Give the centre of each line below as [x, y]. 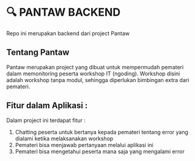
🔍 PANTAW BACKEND [63, 12]
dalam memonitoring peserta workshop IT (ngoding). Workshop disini [93, 74]
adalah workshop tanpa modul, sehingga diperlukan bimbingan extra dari [98, 80]
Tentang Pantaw [38, 53]
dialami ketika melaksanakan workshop [64, 139]
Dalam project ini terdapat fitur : [46, 120]
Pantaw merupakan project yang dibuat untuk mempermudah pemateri [95, 67]
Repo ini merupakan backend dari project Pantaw [68, 33]
